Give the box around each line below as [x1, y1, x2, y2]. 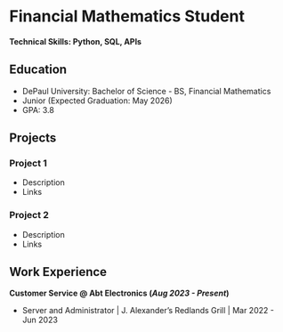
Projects [9, 130, 57, 145]
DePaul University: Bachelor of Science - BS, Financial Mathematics [21, 85, 271, 96]
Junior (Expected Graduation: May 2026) [21, 95, 174, 106]
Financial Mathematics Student [9, 6, 245, 27]
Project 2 [9, 209, 49, 222]
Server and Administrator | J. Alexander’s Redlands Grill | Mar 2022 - [21, 305, 274, 316]
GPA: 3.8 [21, 104, 55, 115]
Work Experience [9, 264, 108, 279]
